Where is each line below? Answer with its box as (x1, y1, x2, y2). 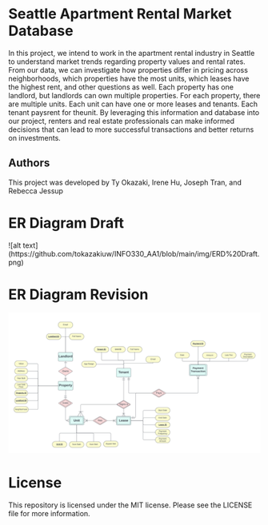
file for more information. (8, 509, 90, 519)
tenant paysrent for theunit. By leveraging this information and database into (8, 107, 260, 117)
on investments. (8, 133, 62, 142)
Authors (8, 157, 50, 170)
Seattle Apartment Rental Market (8, 5, 232, 23)
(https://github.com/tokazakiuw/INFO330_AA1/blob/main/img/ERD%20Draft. (8, 249, 260, 258)
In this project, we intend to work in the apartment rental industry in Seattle (8, 48, 255, 58)
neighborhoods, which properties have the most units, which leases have (8, 74, 250, 83)
